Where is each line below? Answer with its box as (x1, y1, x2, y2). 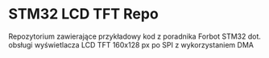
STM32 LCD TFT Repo (8, 5, 159, 23)
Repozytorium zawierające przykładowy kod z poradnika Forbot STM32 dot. (8, 31, 262, 41)
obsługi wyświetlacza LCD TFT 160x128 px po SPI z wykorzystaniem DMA (8, 39, 254, 49)
